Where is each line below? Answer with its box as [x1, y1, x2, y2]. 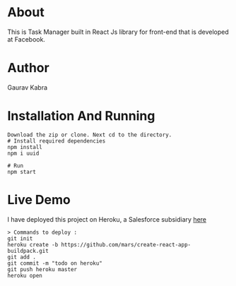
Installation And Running [7, 108, 155, 124]
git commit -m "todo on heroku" [7, 259, 102, 267]
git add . [7, 254, 37, 261]
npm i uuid [7, 150, 40, 157]
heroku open [7, 272, 42, 279]
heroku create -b [7, 241, 59, 248]
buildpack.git [7, 247, 49, 254]
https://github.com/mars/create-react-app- [61, 241, 191, 248]
